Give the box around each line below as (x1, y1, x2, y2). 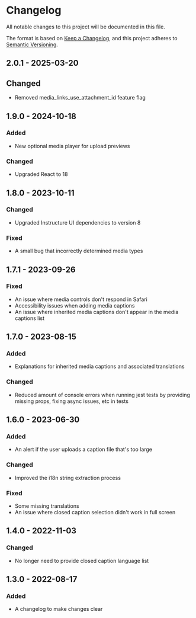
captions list (14, 315, 45, 322)
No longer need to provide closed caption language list (14, 557, 149, 564)
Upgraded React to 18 (14, 171, 68, 178)
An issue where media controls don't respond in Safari (14, 296, 148, 303)
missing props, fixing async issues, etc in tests (14, 398, 129, 405)
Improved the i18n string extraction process (14, 474, 121, 481)
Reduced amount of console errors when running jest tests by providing (14, 391, 191, 398)
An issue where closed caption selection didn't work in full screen (14, 509, 176, 516)
